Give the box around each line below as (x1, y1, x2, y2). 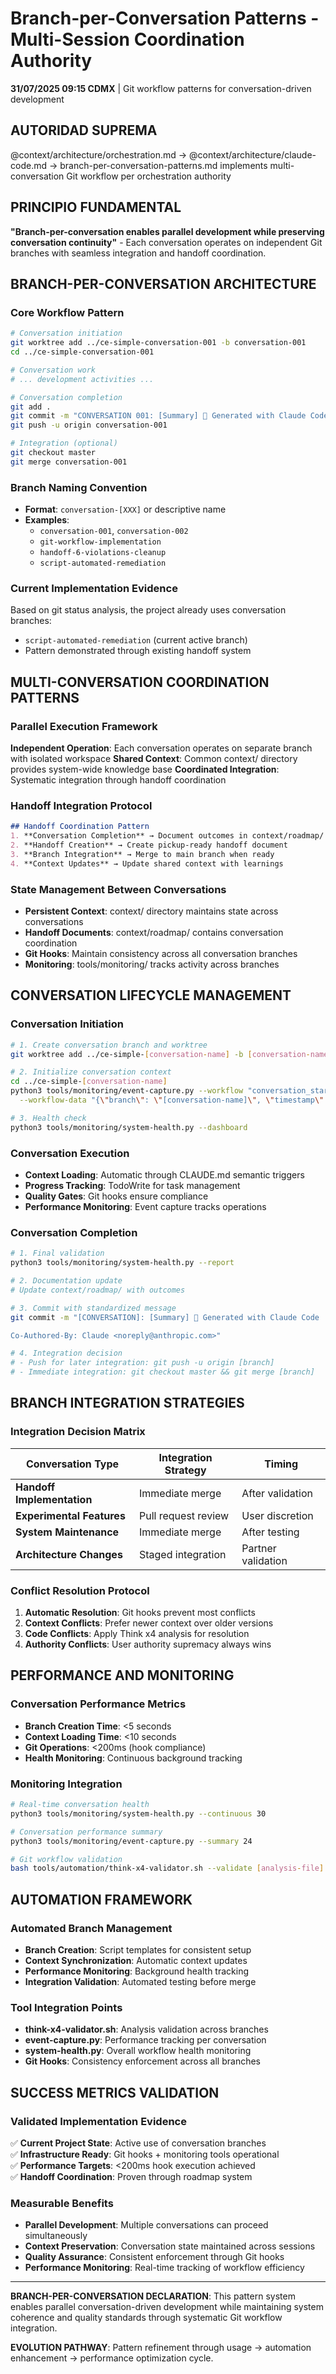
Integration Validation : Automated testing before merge (24, 1975, 257, 1987)
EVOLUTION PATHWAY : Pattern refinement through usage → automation (10, 2342, 312, 2354)
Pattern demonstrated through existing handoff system (24, 645, 252, 657)
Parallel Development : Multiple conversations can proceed (24, 2219, 269, 2231)
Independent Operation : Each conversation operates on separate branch (10, 742, 313, 754)
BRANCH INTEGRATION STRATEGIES (10, 1395, 245, 1412)
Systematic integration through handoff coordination (10, 774, 227, 786)
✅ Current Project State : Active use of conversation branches (10, 2137, 267, 2149)
